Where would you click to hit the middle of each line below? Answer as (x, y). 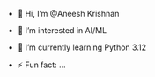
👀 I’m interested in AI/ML (62, 30)
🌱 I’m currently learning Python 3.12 (82, 47)
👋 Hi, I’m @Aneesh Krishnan (68, 14)
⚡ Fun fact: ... (41, 65)
